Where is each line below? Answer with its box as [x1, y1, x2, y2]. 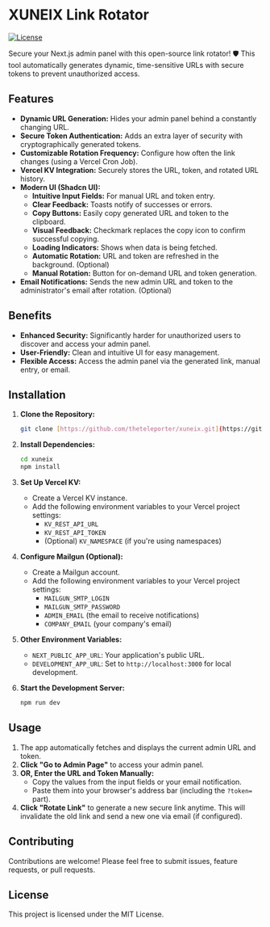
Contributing [8, 835, 74, 849]
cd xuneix [19, 455, 54, 464]
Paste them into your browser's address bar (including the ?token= [31, 786, 252, 795]
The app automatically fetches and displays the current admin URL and [19, 742, 256, 752]
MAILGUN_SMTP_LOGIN [44, 595, 110, 603]
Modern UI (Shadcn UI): [19, 182, 101, 192]
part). [31, 794, 51, 803]
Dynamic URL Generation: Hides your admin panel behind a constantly [19, 113, 257, 123]
